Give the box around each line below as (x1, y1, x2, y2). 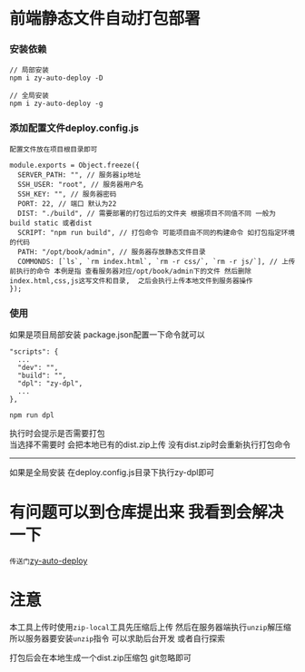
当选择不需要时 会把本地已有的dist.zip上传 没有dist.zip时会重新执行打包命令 (9, 439, 291, 450)
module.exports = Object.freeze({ (9, 161, 141, 170)
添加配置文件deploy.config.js (9, 122, 139, 134)
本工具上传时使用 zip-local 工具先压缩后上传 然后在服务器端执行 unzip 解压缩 (9, 621, 292, 632)
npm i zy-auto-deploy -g (9, 99, 103, 109)
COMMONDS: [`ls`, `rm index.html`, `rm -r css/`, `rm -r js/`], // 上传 (17, 257, 296, 266)
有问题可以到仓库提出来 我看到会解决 (9, 502, 284, 522)
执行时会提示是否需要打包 (9, 428, 105, 439)
